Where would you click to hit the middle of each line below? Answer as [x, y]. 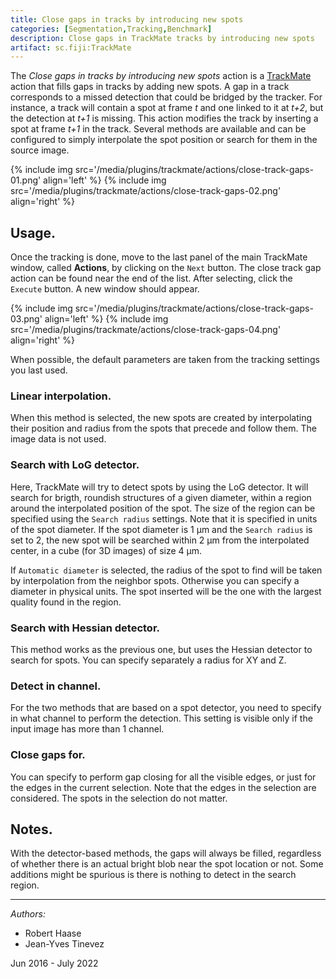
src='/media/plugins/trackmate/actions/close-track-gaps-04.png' [146, 330]
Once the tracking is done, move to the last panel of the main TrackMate [159, 257]
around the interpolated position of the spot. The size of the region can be [163, 508]
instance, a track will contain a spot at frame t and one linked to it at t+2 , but [167, 108]
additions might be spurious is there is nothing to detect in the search [153, 875]
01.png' [26, 180]
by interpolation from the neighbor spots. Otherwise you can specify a [155, 580]
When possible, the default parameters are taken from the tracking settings [165, 360]
